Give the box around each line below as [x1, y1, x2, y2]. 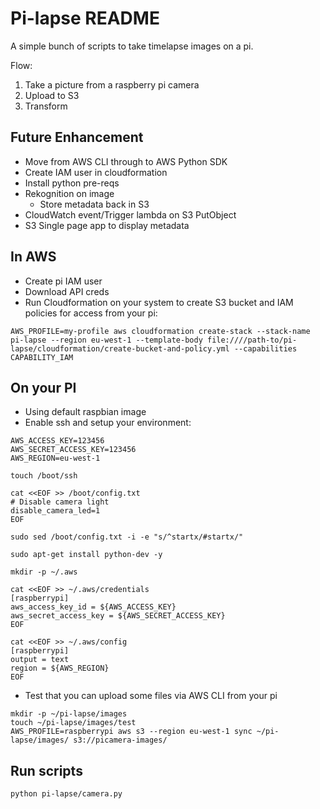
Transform [24, 100, 68, 112]
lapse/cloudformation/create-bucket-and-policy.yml [10, 343, 230, 354]
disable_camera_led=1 [10, 506, 101, 516]
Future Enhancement [10, 129, 144, 146]
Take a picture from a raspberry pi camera [24, 78, 200, 91]
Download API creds [24, 285, 110, 297]
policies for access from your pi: [24, 307, 158, 319]
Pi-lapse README [10, 7, 160, 30]
